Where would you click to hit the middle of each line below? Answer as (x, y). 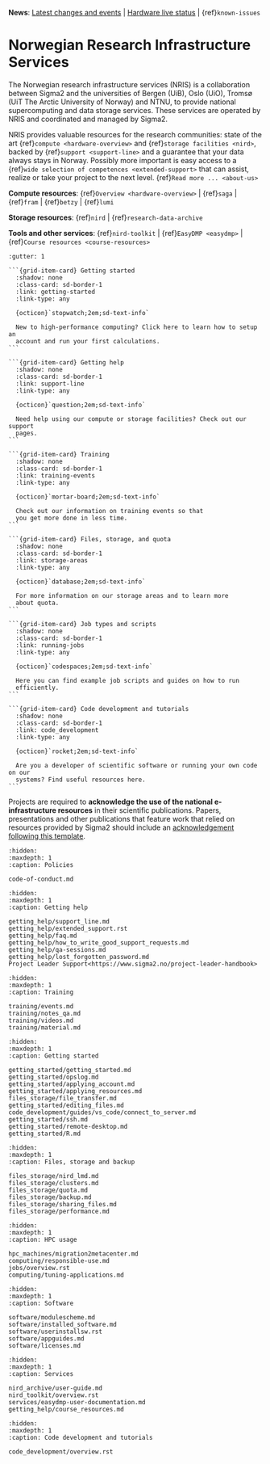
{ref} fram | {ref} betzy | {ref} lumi (61, 201)
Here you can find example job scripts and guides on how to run (128, 680)
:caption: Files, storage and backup (72, 1162)
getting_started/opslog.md (54, 1077)
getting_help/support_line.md (59, 921)
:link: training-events (55, 475)
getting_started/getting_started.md (70, 1070)
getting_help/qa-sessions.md (57, 949)
